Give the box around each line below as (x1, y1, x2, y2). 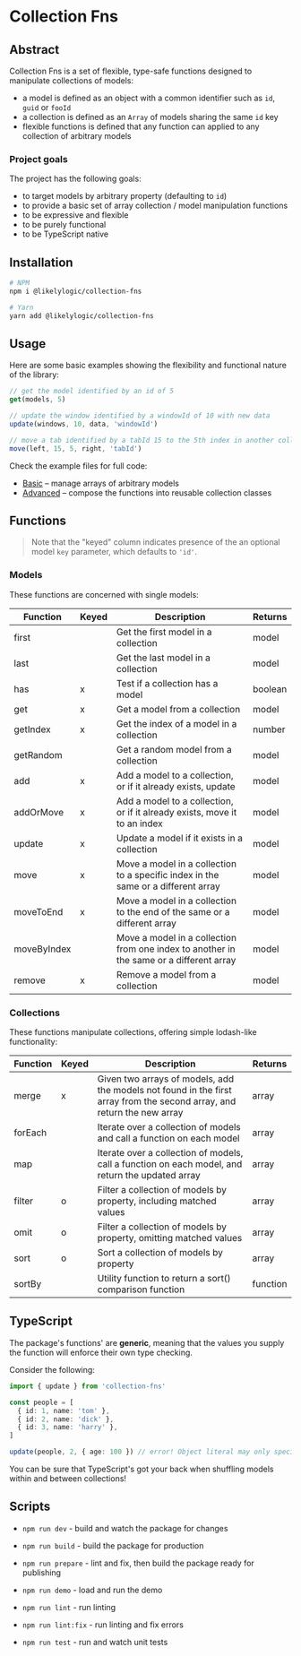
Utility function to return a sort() (97, 1272, 231, 1285)
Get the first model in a (116, 625, 212, 638)
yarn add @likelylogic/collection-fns (9, 311, 154, 320)
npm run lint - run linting (21, 1601, 116, 1612)
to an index (116, 817, 163, 830)
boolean (252, 683, 288, 695)
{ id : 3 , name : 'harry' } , (17, 1423, 118, 1432)
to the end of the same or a (116, 905, 230, 918)
